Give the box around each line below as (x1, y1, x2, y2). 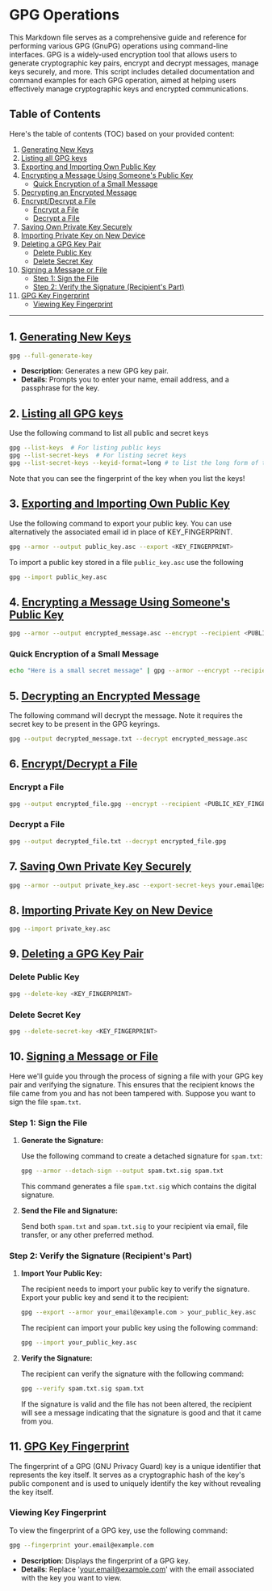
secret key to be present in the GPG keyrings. (9, 720, 161, 729)
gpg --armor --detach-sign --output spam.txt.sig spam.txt (20, 1167, 224, 1175)
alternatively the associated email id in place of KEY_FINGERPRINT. (9, 527, 233, 537)
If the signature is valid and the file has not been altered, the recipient (20, 1399, 253, 1408)
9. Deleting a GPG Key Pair (9, 947, 144, 961)
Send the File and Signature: (20, 1205, 119, 1215)
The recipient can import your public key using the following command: (20, 1323, 258, 1332)
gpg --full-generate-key (9, 352, 93, 360)
